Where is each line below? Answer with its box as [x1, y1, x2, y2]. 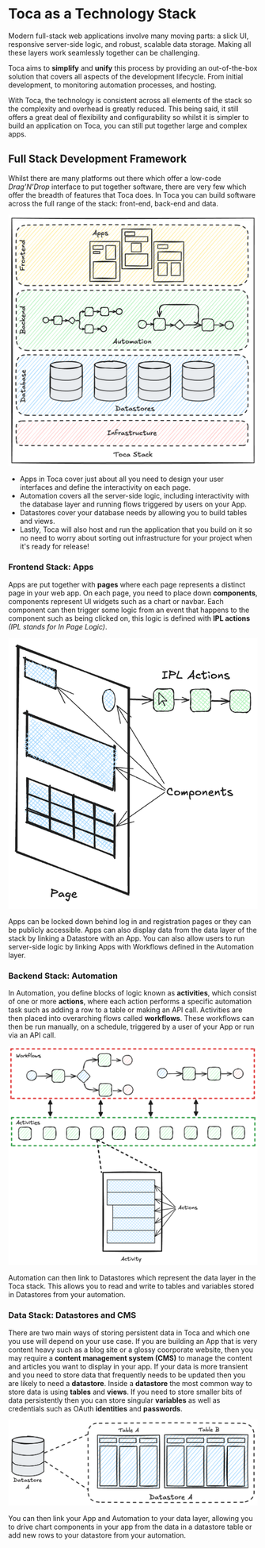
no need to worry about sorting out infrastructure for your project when [19, 533, 253, 543]
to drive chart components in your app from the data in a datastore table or [8, 1522, 252, 1532]
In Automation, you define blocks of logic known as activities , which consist [8, 988, 257, 997]
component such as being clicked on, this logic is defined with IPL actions [8, 613, 251, 623]
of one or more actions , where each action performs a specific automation [8, 996, 252, 1006]
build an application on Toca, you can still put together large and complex [8, 121, 248, 130]
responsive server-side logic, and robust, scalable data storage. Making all [8, 39, 252, 48]
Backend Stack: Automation [8, 970, 119, 981]
